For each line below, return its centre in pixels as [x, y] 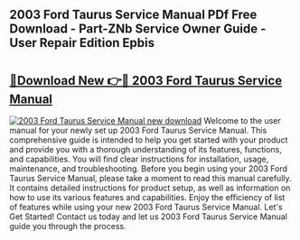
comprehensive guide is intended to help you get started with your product [149, 140]
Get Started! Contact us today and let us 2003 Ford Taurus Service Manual [148, 217]
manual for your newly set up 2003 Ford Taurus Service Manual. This [138, 130]
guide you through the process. [68, 226]
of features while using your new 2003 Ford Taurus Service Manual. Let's [146, 207]
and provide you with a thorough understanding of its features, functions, [146, 149]
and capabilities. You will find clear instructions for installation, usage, [139, 159]
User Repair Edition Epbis [82, 43]
